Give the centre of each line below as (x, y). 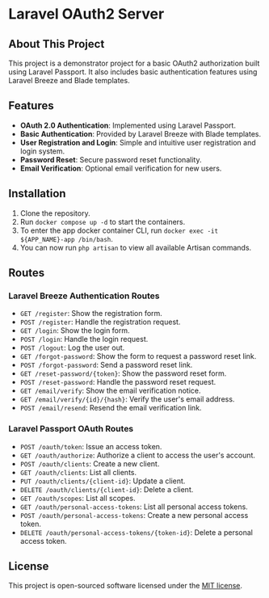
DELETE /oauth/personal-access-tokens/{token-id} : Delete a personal (136, 532)
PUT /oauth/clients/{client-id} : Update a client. (103, 481)
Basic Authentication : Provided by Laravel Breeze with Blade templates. (140, 133)
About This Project (57, 44)
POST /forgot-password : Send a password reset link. (106, 365)
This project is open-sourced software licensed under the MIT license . (126, 586)
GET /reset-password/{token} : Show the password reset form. (123, 373)
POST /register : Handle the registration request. (100, 322)
